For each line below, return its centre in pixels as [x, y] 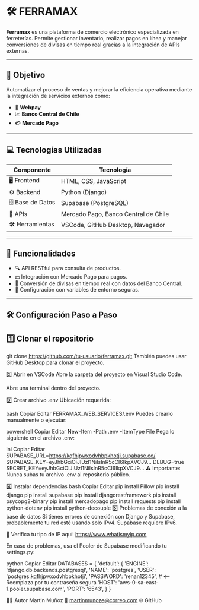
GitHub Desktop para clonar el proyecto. [55, 362]
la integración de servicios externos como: [58, 96]
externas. [18, 50]
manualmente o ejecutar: [36, 420]
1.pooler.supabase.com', [36, 589]
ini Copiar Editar [26, 449]
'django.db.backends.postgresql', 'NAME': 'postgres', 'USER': [81, 570]
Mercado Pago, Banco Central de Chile [115, 214]
